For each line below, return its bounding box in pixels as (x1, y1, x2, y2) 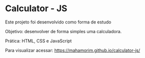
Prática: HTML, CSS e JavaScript (5, 38, 72, 44)
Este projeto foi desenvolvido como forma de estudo (5, 19, 112, 25)
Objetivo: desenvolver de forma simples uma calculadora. (5, 28, 122, 34)
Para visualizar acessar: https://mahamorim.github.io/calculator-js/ (5, 47, 140, 53)
